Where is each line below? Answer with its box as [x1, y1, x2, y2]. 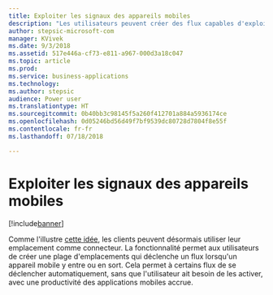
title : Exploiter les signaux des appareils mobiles [8, 11, 191, 20]
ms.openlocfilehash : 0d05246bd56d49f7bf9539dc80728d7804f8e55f [8, 118, 227, 126]
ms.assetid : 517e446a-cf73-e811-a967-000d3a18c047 [8, 49, 184, 58]
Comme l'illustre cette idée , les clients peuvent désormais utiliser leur [8, 234, 241, 244]
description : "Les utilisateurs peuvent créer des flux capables [8, 19, 234, 28]
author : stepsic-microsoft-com [8, 27, 115, 35]
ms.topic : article [8, 58, 71, 66]
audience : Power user [8, 95, 82, 103]
